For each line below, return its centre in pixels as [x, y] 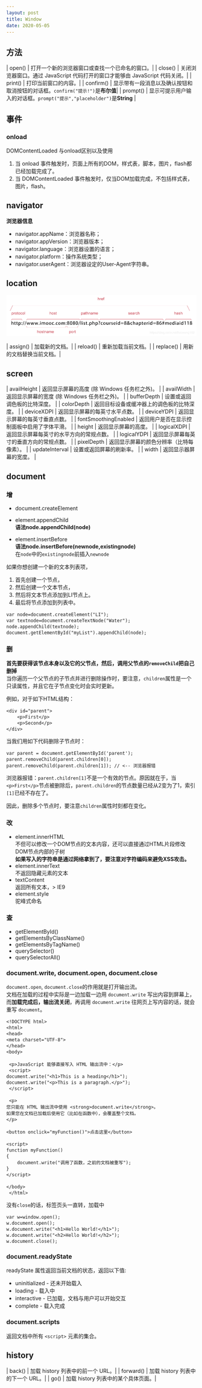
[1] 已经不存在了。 [29, 793]
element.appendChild [42, 520]
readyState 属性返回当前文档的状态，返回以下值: [66, 1271]
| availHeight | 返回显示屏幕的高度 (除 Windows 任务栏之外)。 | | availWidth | [101, 389]
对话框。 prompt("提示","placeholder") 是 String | [76, 98]
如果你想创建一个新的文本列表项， [49, 567]
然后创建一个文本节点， [44, 587]
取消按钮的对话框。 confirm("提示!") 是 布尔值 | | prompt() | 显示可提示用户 [96, 91]
